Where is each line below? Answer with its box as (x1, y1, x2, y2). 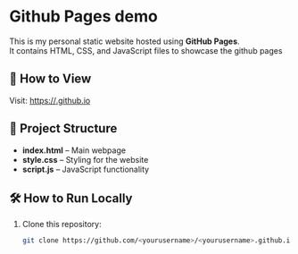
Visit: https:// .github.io (9, 95, 91, 106)
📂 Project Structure (9, 121, 118, 136)
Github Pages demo (9, 6, 158, 27)
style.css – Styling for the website (21, 154, 149, 165)
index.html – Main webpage (21, 145, 127, 156)
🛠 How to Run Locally (9, 190, 133, 206)
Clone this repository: (21, 219, 102, 230)
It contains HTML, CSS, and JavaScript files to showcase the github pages (9, 45, 283, 55)
